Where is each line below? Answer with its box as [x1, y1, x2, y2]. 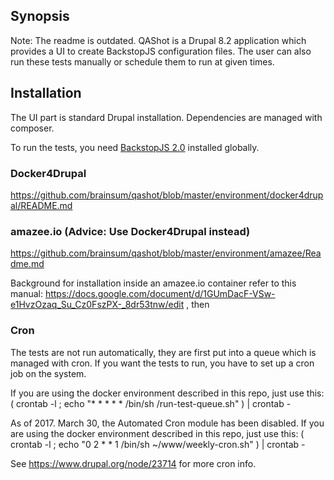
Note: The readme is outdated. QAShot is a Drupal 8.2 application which [10, 34, 307, 46]
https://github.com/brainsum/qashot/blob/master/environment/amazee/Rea [10, 247, 322, 259]
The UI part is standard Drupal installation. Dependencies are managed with [10, 111, 323, 123]
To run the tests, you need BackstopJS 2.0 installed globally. [10, 141, 260, 153]
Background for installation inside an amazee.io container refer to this [10, 277, 297, 289]
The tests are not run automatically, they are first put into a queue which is [10, 346, 317, 358]
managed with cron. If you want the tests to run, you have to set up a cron [10, 357, 315, 369]
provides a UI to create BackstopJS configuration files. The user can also [10, 45, 312, 57]
